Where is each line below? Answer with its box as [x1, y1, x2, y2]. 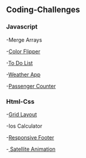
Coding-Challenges [6, 5, 80, 15]
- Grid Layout [6, 110, 37, 118]
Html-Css [6, 97, 34, 106]
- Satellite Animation [6, 145, 56, 153]
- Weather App [6, 71, 41, 78]
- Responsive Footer [6, 134, 55, 141]
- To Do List [6, 59, 33, 66]
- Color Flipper [6, 48, 40, 55]
